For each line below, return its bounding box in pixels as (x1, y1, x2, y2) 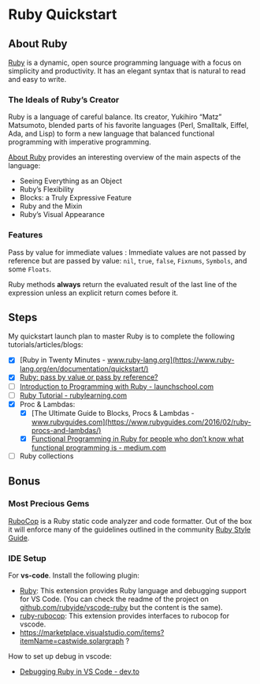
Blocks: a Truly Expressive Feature (19, 193, 132, 203)
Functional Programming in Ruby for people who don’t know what (31, 434, 244, 443)
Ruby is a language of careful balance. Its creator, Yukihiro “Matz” (8, 112, 222, 121)
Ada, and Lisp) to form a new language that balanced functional (8, 129, 215, 139)
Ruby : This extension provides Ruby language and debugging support (19, 585, 247, 595)
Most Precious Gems (8, 499, 90, 510)
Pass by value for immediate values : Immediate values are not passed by (8, 247, 247, 257)
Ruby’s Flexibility (19, 185, 75, 194)
